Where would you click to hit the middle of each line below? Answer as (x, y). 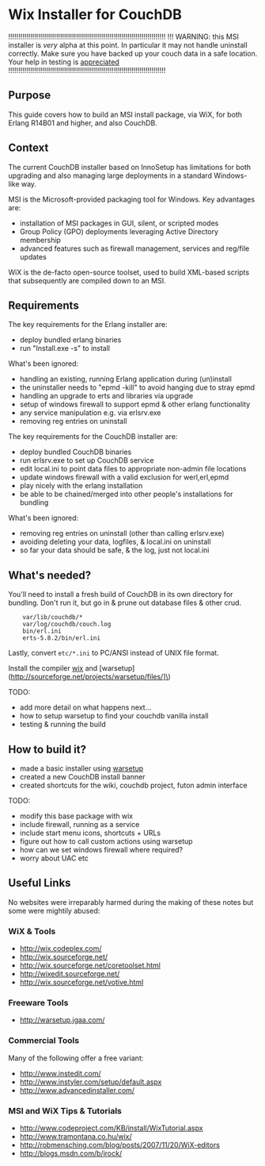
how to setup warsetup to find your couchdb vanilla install (114, 716)
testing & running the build (62, 725)
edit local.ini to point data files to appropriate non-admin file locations (133, 469)
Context (28, 148)
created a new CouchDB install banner (82, 777)
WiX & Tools (32, 931)
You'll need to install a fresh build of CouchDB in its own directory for (121, 595)
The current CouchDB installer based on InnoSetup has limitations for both (130, 167)
